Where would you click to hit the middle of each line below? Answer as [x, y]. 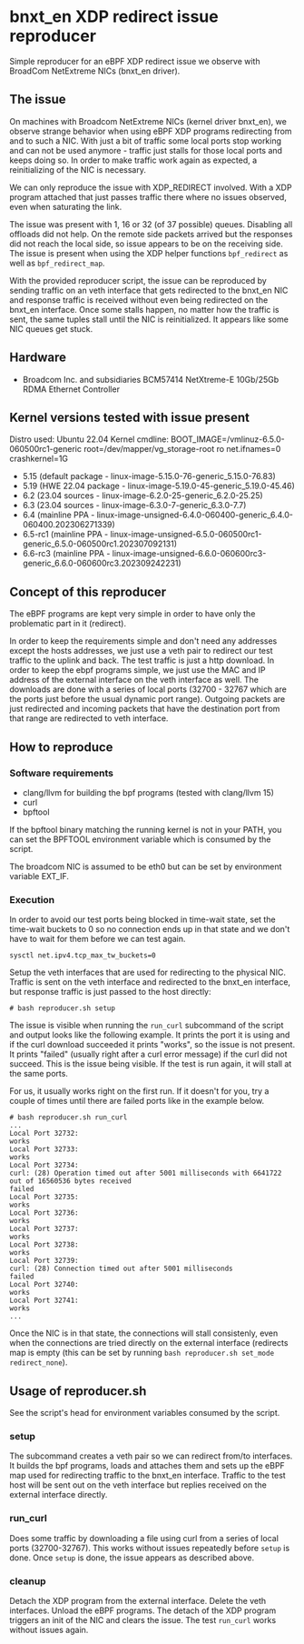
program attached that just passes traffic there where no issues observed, [148, 196]
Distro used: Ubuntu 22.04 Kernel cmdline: [89, 439]
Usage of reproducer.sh [78, 1391]
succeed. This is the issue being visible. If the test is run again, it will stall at [151, 1064]
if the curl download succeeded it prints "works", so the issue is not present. [152, 1045]
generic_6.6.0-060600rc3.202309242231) [102, 563]
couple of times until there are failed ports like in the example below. [137, 1101]
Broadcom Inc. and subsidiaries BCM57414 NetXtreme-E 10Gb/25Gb [151, 379]
